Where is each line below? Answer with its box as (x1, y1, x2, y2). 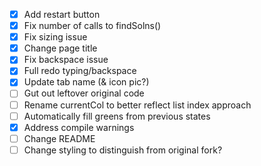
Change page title (23, 42, 98, 54)
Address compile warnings (23, 121, 135, 133)
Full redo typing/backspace (23, 65, 137, 77)
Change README (23, 132, 96, 144)
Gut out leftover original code (23, 87, 145, 99)
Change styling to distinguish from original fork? (23, 144, 223, 156)
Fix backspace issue (23, 54, 109, 66)
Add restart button (23, 9, 101, 20)
